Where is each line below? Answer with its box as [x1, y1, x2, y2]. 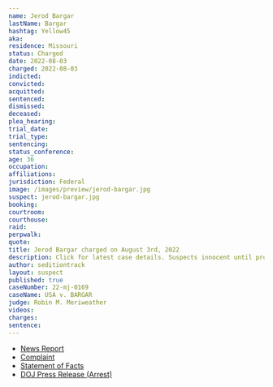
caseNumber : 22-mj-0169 [8, 283, 89, 292]
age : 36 [8, 155, 35, 163]
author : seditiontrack [8, 260, 85, 269]
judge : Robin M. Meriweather [8, 299, 107, 307]
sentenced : [8, 95, 45, 103]
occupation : [8, 163, 49, 171]
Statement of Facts [19, 360, 84, 370]
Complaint [19, 352, 55, 362]
